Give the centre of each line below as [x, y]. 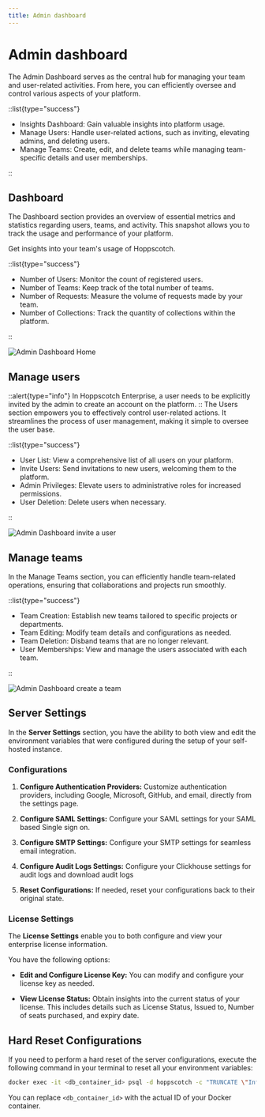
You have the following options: [59, 960]
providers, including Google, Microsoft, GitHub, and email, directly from [136, 795]
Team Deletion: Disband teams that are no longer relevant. [114, 641]
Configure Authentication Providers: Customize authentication [123, 787]
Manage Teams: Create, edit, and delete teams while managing [122, 149]
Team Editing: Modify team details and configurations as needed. [125, 632]
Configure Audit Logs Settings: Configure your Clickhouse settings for [135, 866]
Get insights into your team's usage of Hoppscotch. [92, 249]
